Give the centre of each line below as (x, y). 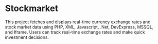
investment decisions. (27, 37)
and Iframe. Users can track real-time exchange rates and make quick (75, 32)
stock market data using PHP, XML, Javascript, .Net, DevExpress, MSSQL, (79, 27)
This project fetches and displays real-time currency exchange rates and (78, 22)
